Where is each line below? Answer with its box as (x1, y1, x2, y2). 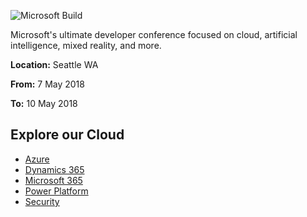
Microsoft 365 (24, 174, 83, 186)
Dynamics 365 (24, 163, 85, 175)
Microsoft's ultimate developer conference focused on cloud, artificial (10, 29, 298, 40)
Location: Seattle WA (10, 59, 99, 70)
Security (24, 195, 60, 207)
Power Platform (24, 185, 89, 197)
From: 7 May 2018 (10, 78, 85, 90)
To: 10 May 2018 (10, 98, 78, 109)
